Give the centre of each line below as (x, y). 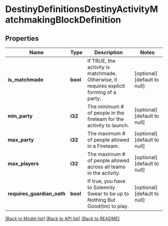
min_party (20, 116)
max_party (21, 140)
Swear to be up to (108, 194)
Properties (22, 38)
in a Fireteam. (103, 146)
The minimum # (105, 106)
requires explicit (106, 86)
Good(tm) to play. (108, 206)
